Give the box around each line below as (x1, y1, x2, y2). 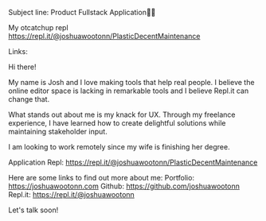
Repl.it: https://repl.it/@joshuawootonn (8, 190, 135, 199)
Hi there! (8, 62, 37, 72)
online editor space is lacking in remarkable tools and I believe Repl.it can (8, 86, 249, 95)
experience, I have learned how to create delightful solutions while (8, 118, 226, 127)
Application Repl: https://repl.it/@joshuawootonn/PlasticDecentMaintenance (8, 157, 258, 167)
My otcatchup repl (8, 23, 69, 32)
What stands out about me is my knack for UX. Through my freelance (8, 110, 236, 119)
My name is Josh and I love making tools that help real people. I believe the (8, 78, 255, 87)
